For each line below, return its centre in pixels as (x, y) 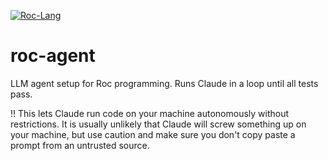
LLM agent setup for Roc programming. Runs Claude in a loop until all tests (164, 83)
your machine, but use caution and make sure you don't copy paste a (153, 134)
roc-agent (53, 56)
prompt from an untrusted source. (80, 145)
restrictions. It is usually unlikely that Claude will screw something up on (158, 124)
